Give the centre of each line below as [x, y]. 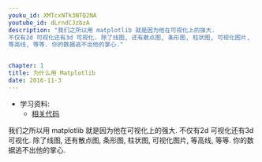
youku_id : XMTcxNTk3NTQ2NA [52, 15]
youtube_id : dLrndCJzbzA [49, 23]
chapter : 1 [26, 66]
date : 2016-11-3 [35, 80]
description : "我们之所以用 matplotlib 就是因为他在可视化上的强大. [112, 30]
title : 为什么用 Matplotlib [52, 73]
